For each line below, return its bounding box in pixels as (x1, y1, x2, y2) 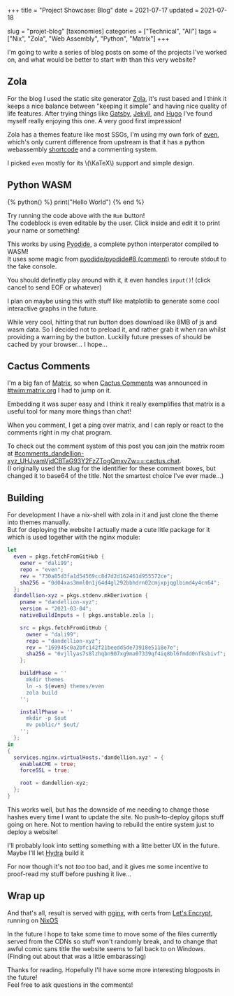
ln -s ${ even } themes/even (25, 683, 105, 690)
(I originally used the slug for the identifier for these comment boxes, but (7, 464, 216, 472)
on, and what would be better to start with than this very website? (7, 55, 196, 64)
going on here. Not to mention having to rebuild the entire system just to (7, 820, 214, 828)
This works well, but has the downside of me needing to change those (7, 805, 210, 814)
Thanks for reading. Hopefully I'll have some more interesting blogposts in (7, 965, 221, 974)
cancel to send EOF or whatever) (7, 283, 102, 292)
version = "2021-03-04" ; (20, 606, 92, 613)
